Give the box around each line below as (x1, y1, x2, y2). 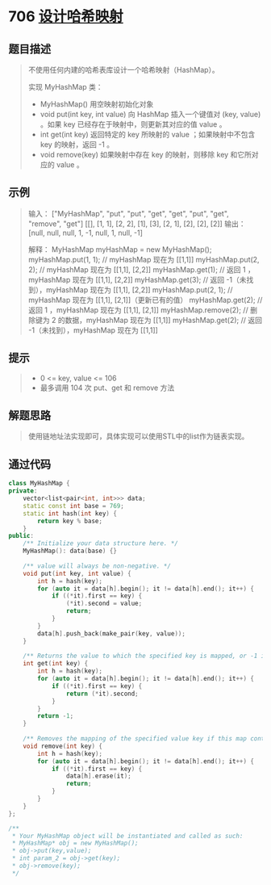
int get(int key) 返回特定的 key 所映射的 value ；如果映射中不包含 (40, 130, 256, 139)
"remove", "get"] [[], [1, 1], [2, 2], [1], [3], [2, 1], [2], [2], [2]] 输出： (27, 219, 246, 229)
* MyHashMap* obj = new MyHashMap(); (11, 839, 139, 848)
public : (8, 532, 35, 540)
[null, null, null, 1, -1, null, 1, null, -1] (27, 228, 144, 237)
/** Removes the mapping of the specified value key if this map (23, 735, 248, 743)
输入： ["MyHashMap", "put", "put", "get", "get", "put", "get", (27, 208, 230, 218)
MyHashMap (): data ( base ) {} (23, 547, 117, 556)
